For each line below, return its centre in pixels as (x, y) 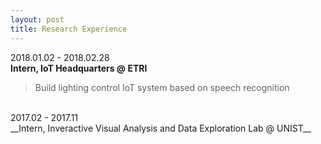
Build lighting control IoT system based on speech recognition (162, 87)
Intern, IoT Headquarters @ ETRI (79, 68)
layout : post (37, 19)
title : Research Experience (69, 29)
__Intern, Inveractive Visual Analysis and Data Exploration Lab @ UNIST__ (161, 128)
